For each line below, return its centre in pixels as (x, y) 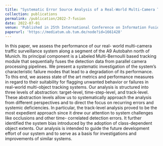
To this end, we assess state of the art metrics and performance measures (80, 77)
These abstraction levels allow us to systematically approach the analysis (78, 97)
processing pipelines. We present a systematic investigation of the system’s (81, 66)
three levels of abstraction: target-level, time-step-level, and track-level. (77, 92)
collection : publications (31, 14)
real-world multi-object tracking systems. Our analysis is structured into (77, 87)
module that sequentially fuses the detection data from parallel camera (76, 61)
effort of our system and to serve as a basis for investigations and (71, 133)
